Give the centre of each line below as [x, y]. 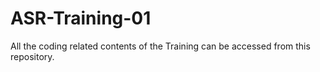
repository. [32, 56]
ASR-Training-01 [81, 18]
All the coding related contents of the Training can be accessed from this [160, 46]
